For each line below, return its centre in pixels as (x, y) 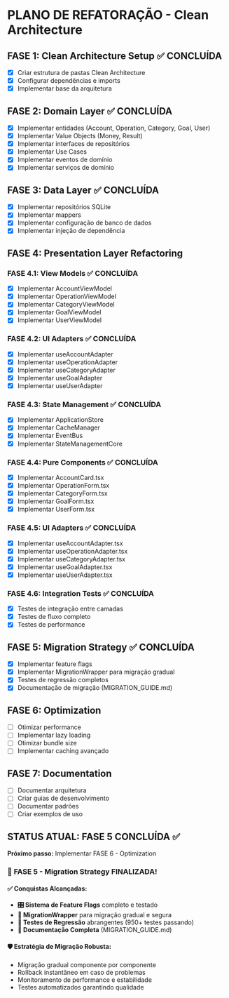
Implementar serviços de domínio (65, 168)
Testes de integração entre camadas (70, 609)
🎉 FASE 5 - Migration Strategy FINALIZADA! (82, 872)
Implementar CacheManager (58, 427)
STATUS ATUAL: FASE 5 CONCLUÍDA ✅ (94, 836)
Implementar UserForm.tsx (56, 510)
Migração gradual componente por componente (86, 964)
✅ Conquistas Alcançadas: (47, 889)
